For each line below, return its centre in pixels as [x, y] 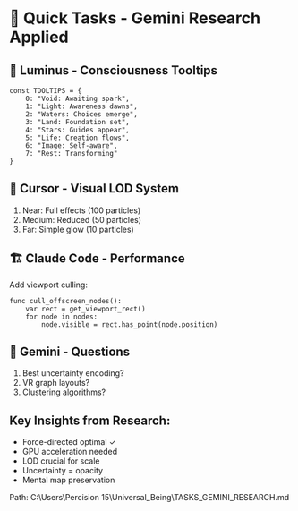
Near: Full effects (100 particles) [81, 210]
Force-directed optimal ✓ [69, 442]
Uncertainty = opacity [63, 471]
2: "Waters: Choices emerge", [82, 115]
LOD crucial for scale [61, 461]
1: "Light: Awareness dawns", [82, 106]
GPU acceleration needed [70, 452]
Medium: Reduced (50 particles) [81, 219]
